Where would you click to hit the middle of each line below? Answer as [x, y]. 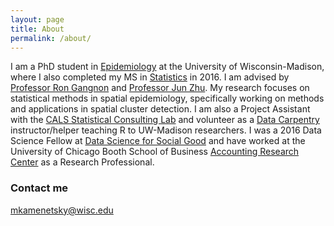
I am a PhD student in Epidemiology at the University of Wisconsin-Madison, [167, 67]
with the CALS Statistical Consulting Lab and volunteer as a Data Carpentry [165, 120]
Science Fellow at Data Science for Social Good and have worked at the [158, 141]
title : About [37, 29]
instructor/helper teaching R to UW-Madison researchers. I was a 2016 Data [166, 130]
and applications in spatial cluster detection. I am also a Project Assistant [160, 109]
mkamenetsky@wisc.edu [62, 210]
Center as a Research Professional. [82, 162]
